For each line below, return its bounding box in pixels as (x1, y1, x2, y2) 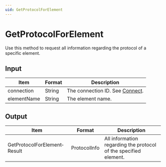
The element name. (67, 95, 112, 102)
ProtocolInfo (71, 144, 100, 151)
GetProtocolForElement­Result (7, 141, 64, 155)
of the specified (104, 148, 141, 155)
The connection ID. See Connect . (67, 87, 144, 94)
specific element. (5, 50, 41, 56)
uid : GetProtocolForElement (5, 7, 63, 12)
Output (5, 112, 27, 121)
